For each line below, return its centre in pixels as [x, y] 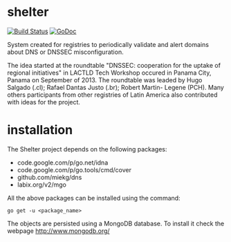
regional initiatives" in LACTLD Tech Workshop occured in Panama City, [109, 73]
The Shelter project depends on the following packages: [87, 149]
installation [40, 130]
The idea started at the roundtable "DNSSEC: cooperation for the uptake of [114, 65]
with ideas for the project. [44, 102]
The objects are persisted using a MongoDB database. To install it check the [116, 223]
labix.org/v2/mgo [42, 185]
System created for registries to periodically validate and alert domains [108, 44]
